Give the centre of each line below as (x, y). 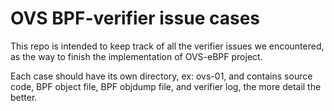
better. (24, 97)
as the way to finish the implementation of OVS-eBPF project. (136, 56)
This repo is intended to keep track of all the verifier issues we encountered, (167, 46)
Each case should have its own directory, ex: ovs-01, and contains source (161, 76)
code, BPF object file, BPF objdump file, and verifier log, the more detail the (166, 86)
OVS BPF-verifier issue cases (135, 18)
